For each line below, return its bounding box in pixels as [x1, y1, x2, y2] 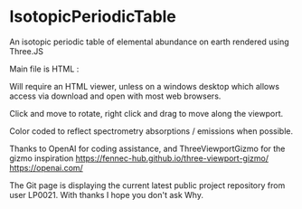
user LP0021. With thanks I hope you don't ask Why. [9, 189, 203, 200]
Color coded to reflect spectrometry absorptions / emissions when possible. [9, 125, 294, 137]
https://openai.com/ [9, 162, 83, 173]
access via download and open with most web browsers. [9, 90, 222, 101]
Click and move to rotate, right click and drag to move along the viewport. [9, 108, 284, 119]
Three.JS [9, 45, 43, 56]
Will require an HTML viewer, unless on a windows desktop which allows [9, 81, 280, 91]
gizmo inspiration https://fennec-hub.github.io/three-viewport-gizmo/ [9, 152, 269, 164]
